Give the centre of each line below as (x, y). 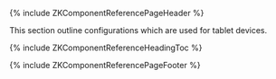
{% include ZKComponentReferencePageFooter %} (105, 65)
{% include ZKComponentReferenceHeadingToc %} (106, 48)
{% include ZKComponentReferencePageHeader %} (107, 13)
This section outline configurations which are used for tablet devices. (138, 30)
